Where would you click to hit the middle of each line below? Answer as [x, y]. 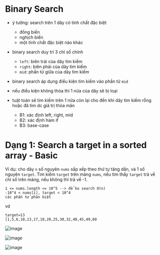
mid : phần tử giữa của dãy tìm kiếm [54, 71]
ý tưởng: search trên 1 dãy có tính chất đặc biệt [59, 23]
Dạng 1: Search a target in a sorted [76, 145]
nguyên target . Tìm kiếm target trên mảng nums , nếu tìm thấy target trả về [80, 174]
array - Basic [31, 156]
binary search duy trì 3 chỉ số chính [48, 52]
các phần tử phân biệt [28, 197]
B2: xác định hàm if [39, 120]
